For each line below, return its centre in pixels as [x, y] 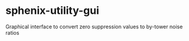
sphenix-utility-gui [52, 11]
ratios [12, 32]
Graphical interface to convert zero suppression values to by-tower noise [94, 27]
